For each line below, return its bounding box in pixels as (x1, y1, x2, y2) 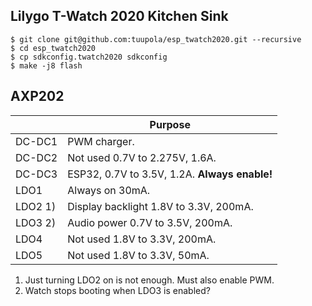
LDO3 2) (15, 215, 57, 229)
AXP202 (10, 88, 65, 105)
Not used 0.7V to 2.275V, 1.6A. (67, 150, 217, 164)
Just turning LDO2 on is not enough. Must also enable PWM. (24, 274, 275, 286)
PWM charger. (67, 134, 135, 148)
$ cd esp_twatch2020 (10, 43, 97, 53)
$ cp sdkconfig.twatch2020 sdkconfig (10, 52, 168, 62)
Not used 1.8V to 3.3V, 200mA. (67, 232, 217, 246)
